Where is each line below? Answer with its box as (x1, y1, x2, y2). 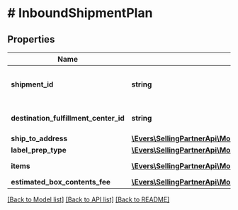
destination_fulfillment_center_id (11, 114, 125, 123)
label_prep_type (11, 145, 67, 155)
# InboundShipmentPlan (7, 5, 153, 21)
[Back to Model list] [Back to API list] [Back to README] (7, 195, 170, 204)
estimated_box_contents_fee (11, 177, 111, 187)
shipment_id (11, 79, 54, 89)
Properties (7, 33, 55, 45)
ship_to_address (11, 133, 68, 143)
